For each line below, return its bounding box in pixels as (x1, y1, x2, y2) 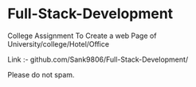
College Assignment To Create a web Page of (7, 31, 157, 40)
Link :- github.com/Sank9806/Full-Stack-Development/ (7, 55, 189, 64)
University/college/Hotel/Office (7, 39, 109, 48)
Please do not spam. (7, 70, 75, 79)
